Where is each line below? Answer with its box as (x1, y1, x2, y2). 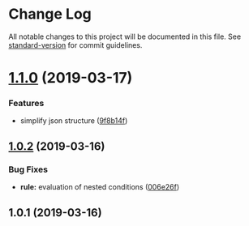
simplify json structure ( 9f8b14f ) (19, 116, 128, 126)
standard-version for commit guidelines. (8, 40, 143, 49)
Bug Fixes (8, 164, 49, 175)
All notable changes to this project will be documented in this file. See (8, 32, 242, 41)
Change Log (8, 5, 92, 23)
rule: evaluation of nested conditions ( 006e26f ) (19, 182, 180, 192)
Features (8, 98, 45, 109)
